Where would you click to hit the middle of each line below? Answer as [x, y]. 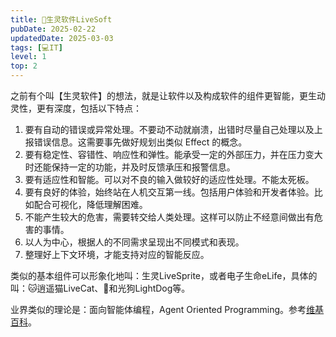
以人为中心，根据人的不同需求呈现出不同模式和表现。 [134, 242]
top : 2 [24, 66]
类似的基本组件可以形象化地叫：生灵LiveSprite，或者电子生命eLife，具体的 [164, 275]
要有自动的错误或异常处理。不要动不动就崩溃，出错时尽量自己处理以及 [169, 129]
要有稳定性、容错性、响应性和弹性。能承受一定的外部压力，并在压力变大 [173, 154]
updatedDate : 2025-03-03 [62, 38]
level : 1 [28, 57]
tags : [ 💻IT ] [36, 47]
